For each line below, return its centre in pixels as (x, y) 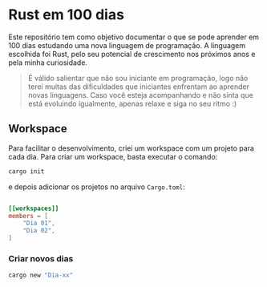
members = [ (28, 216)
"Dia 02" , (39, 231)
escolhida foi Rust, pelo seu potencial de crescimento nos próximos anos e (132, 54)
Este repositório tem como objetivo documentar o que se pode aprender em (133, 37)
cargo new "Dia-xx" (41, 275)
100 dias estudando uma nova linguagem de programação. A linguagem (127, 45)
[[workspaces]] (34, 208)
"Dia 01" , (39, 223)
